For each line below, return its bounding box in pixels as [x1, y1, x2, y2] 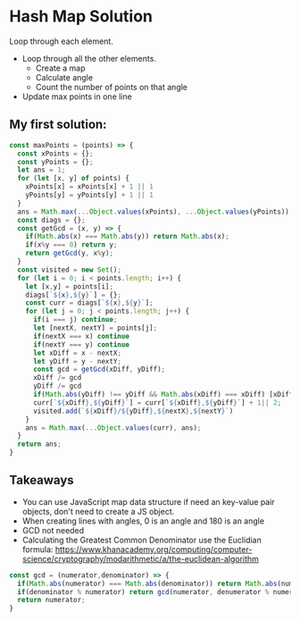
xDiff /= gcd [32, 373, 82, 382]
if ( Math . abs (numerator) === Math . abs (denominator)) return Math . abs [17, 579, 278, 588]
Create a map [35, 63, 87, 73]
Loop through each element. [9, 36, 113, 46]
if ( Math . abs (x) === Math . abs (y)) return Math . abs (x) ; [25, 232, 229, 241]
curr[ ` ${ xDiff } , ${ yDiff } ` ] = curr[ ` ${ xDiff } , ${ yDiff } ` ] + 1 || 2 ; [32, 398, 282, 407]
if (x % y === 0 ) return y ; [25, 240, 118, 249]
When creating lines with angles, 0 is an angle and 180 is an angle [21, 516, 265, 526]
